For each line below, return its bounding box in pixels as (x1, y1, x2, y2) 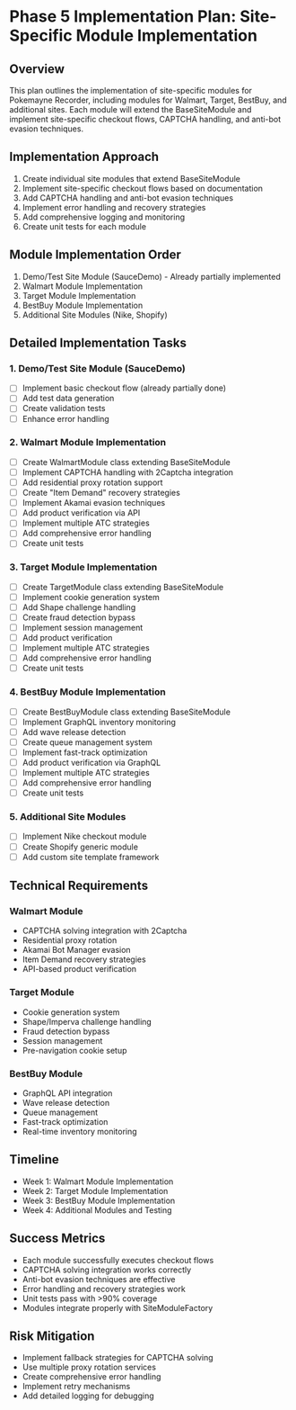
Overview (9, 61, 65, 76)
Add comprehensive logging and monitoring (22, 211, 186, 222)
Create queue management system (22, 736, 152, 748)
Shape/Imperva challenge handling (22, 1016, 152, 1027)
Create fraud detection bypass (22, 612, 136, 623)
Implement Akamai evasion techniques (22, 498, 166, 508)
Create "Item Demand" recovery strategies (22, 488, 181, 498)
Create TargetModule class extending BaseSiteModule (22, 581, 224, 592)
